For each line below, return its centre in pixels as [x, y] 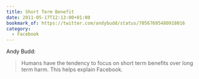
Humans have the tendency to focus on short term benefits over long [107, 63]
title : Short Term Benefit [40, 12]
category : [19, 29]
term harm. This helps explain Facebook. [72, 69]
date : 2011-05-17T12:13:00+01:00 [48, 17]
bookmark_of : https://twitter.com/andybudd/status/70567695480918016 [96, 23]
